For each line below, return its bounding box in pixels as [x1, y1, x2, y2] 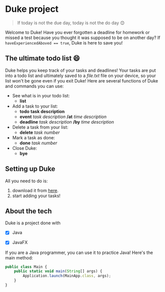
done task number [19, 140, 58, 146]
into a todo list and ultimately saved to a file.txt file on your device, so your [5, 73, 156, 79]
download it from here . [12, 187, 59, 193]
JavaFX [12, 240, 28, 246]
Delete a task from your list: [12, 124, 68, 130]
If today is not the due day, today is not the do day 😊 [17, 20, 125, 26]
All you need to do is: [5, 178, 48, 184]
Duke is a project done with [5, 220, 61, 226]
